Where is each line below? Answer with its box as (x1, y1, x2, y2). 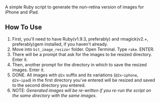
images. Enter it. (12, 67, 45, 73)
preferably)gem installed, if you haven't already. (12, 41, 108, 47)
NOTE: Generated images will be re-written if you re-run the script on (12, 87, 152, 93)
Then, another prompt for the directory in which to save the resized (12, 61, 147, 67)
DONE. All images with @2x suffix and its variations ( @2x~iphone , (12, 72, 139, 78)
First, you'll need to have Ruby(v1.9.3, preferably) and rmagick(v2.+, (12, 36, 149, 42)
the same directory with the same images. (12, 92, 97, 98)
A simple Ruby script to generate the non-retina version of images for (5, 4, 144, 10)
